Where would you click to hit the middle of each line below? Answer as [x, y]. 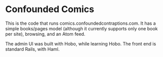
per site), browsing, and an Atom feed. [45, 34]
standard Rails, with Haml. [32, 49]
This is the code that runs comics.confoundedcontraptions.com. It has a [80, 23]
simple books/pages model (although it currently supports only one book [82, 28]
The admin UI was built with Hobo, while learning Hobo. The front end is [81, 43]
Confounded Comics [50, 9]
